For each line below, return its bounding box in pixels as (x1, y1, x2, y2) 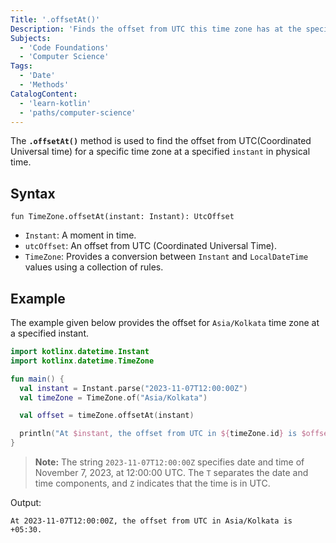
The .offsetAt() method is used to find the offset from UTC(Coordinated (10, 135, 312, 147)
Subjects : (10, 33, 52, 43)
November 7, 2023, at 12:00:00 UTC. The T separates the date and (34, 467, 309, 478)
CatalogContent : (10, 89, 78, 99)
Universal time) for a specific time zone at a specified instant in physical (10, 146, 311, 158)
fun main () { (10, 374, 65, 384)
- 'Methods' (19, 80, 70, 90)
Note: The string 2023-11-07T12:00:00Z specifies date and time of (34, 456, 305, 468)
